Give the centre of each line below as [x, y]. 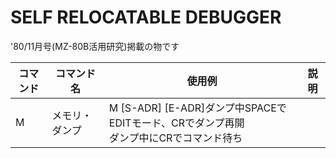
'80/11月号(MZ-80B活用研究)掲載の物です [95, 46]
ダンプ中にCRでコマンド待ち [175, 138]
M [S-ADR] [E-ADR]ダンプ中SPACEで [197, 108]
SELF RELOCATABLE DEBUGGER [146, 17]
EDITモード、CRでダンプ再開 [176, 123]
